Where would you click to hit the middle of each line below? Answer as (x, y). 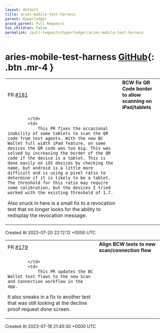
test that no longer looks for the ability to (54, 209)
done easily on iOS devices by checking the (60, 163)
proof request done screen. (39, 309)
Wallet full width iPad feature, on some (57, 143)
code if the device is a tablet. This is (57, 158)
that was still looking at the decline (47, 303)
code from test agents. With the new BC (55, 138)
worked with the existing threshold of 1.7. (60, 192)
